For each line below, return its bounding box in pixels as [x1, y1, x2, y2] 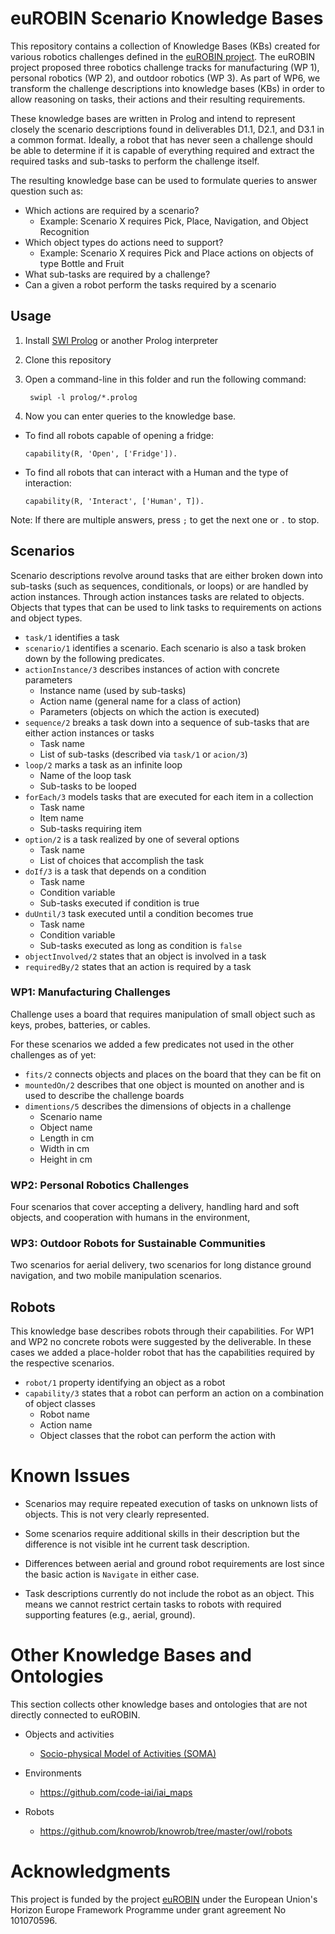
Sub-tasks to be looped [39, 780, 137, 792]
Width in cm [39, 1142, 90, 1154]
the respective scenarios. [10, 1357, 115, 1369]
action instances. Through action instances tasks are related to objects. [10, 590, 305, 602]
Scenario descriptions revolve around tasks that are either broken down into [10, 569, 323, 581]
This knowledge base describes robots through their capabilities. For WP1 [10, 1325, 315, 1337]
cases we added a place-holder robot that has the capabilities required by [10, 1347, 315, 1359]
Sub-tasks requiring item [39, 822, 143, 834]
